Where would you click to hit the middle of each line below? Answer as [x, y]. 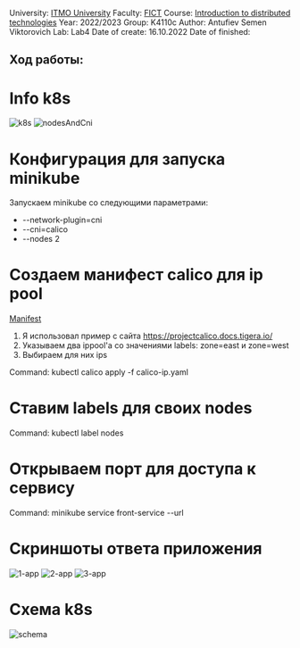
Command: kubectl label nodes [67, 433]
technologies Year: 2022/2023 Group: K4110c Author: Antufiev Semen [138, 22]
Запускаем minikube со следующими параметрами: [108, 203]
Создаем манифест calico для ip [136, 275]
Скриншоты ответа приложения [136, 549]
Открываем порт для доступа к [133, 469]
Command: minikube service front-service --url [97, 513]
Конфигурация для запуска [117, 159]
